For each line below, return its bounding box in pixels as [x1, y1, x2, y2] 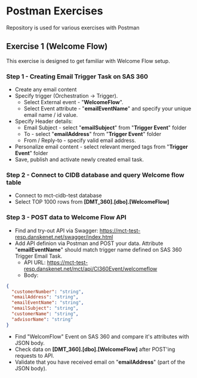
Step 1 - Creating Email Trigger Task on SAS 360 [6, 72, 148, 80]
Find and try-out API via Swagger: [14, 226, 98, 234]
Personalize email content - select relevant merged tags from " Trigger [14, 143, 188, 150]
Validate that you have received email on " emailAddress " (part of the [14, 358, 186, 365]
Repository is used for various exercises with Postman [6, 24, 140, 31]
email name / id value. [23, 111, 78, 119]
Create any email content [14, 86, 77, 93]
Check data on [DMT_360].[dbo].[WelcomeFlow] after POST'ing [14, 346, 176, 353]
